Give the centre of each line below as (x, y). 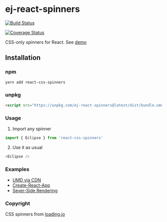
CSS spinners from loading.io (35, 214)
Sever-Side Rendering (35, 191)
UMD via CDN (27, 180)
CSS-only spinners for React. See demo (46, 42)
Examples (17, 169)
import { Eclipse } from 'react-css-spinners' (54, 138)
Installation (23, 58)
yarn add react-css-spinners (35, 82)
